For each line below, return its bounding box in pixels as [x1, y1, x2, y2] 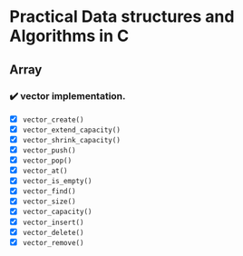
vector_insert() [22, 218, 84, 227]
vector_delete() [22, 228, 84, 237]
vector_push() [22, 146, 76, 155]
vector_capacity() [22, 207, 92, 217]
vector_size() [22, 197, 76, 206]
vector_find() [22, 187, 76, 196]
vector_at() [22, 166, 68, 176]
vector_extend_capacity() [22, 125, 121, 134]
